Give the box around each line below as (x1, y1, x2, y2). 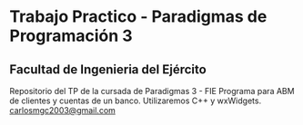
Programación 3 (9, 25, 134, 46)
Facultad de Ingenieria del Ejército (9, 62, 207, 77)
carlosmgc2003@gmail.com (9, 105, 116, 115)
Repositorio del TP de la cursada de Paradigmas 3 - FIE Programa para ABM (9, 86, 295, 96)
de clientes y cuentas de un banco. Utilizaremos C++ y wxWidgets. (9, 95, 262, 106)
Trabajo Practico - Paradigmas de (9, 6, 268, 27)
